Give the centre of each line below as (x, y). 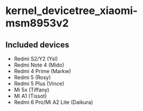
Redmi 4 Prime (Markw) (42, 71)
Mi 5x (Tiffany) (32, 90)
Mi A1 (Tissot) (30, 96)
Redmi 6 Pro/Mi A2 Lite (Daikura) (53, 102)
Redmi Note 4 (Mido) (39, 65)
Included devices (37, 45)
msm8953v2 (37, 23)
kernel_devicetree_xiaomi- (71, 11)
